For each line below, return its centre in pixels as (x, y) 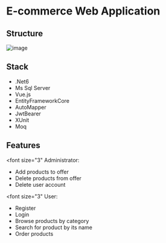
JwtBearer (28, 114)
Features (23, 145)
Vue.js (23, 94)
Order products (34, 233)
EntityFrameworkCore (42, 100)
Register (25, 208)
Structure (25, 34)
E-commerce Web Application (83, 11)
